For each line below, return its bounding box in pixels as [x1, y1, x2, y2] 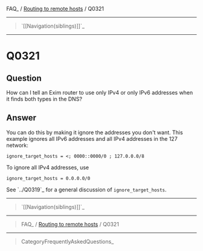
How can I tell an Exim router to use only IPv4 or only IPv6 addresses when [6, 89, 193, 96]
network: [6, 141, 29, 149]
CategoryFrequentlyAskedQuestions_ [21, 238, 114, 245]
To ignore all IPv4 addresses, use [6, 164, 89, 171]
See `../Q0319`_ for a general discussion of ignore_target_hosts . [6, 186, 167, 193]
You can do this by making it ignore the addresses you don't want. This [6, 129, 183, 136]
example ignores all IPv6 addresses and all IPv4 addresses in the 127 [6, 135, 178, 142]
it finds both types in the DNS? [6, 96, 83, 102]
